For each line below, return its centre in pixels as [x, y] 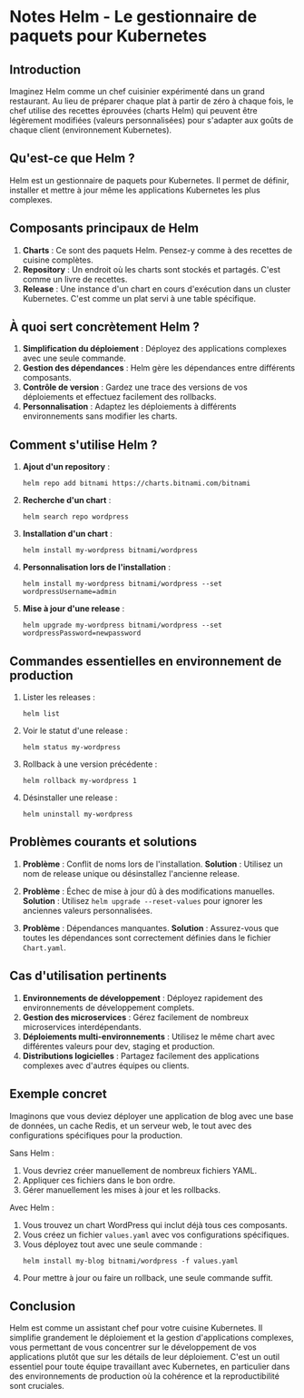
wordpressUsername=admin [69, 592]
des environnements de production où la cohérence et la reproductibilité [144, 1376]
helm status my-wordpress [71, 748]
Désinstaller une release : [70, 798]
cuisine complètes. [58, 260]
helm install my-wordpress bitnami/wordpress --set [122, 584]
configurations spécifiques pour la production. [96, 1135]
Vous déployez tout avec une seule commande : [112, 1244]
